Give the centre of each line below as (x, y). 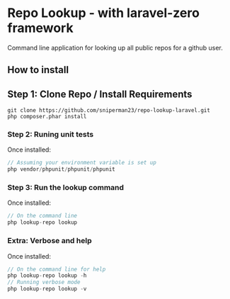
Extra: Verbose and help (50, 241)
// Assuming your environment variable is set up (82, 163)
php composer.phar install (47, 117)
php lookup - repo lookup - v (47, 289)
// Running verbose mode (44, 282)
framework (40, 28)
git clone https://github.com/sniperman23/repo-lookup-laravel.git (109, 111)
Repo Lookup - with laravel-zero (104, 13)
